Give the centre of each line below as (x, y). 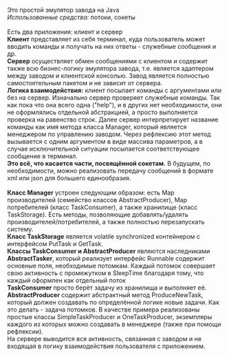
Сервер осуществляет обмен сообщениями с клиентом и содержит (108, 61)
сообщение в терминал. (42, 156)
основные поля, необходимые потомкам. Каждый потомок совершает (111, 266)
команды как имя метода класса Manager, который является (97, 127)
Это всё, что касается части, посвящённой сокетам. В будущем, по (109, 163)
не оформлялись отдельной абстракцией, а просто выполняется (102, 112)
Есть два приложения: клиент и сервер (65, 32)
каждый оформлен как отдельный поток (66, 280)
